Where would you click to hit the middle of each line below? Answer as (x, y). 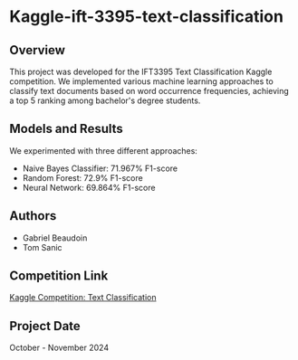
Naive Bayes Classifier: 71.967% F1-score (100, 168)
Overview (38, 50)
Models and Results (67, 129)
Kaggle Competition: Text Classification (83, 298)
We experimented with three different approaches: (103, 150)
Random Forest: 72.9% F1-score (82, 177)
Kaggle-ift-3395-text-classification (146, 17)
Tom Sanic (42, 247)
